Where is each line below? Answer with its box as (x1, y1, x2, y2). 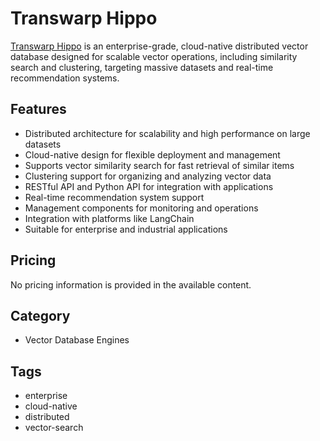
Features (10, 101, 67, 118)
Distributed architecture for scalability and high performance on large (24, 127, 311, 139)
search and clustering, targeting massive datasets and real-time (10, 61, 274, 73)
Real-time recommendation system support (24, 191, 205, 203)
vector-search (24, 422, 84, 434)
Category (10, 307, 71, 324)
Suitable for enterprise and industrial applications (24, 223, 228, 235)
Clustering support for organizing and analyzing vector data (24, 170, 272, 182)
